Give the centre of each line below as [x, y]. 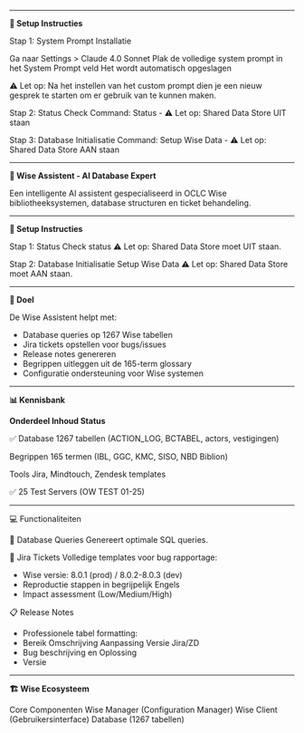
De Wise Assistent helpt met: [63, 317]
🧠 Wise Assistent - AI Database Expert [83, 176]
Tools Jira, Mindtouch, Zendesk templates [88, 474]
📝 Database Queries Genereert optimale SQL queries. [109, 540]
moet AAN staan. [41, 274]
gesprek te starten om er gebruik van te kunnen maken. [113, 95]
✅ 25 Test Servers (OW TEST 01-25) [77, 492]
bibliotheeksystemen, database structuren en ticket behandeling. [130, 203]
